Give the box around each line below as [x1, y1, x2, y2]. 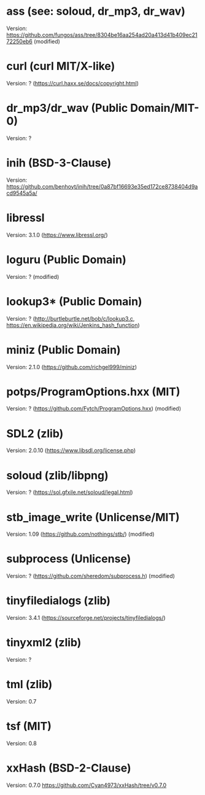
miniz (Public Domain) [6, 343, 121, 357]
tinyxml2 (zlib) [6, 636, 82, 649]
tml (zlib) [6, 678, 53, 692]
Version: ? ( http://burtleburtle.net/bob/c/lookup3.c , [6, 315, 135, 322]
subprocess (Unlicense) [6, 552, 131, 566]
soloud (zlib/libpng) [6, 468, 109, 482]
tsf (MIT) [6, 719, 52, 734]
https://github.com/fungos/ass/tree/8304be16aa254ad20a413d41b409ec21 [6, 31, 198, 38]
